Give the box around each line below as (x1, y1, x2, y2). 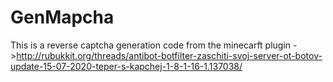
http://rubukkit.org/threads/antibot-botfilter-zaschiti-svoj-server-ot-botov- (16, 49, 323, 61)
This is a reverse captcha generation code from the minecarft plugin (10, 39, 292, 51)
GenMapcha (10, 6, 115, 29)
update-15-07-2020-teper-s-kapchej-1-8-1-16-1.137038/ (10, 60, 243, 72)
